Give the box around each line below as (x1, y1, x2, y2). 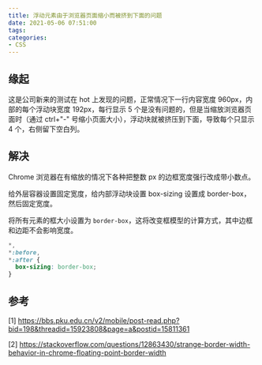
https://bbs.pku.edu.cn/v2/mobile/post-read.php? (17, 315, 180, 325)
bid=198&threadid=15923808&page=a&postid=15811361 (8, 324, 190, 333)
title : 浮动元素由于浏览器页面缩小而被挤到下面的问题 (8, 11, 163, 20)
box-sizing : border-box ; (15, 263, 97, 271)
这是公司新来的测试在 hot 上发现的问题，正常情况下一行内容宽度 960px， (8, 94, 246, 103)
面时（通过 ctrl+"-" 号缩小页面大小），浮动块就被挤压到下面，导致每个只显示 (8, 114, 255, 123)
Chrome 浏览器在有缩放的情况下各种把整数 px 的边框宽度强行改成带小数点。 (8, 171, 256, 182)
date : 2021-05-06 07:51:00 (8, 19, 97, 27)
